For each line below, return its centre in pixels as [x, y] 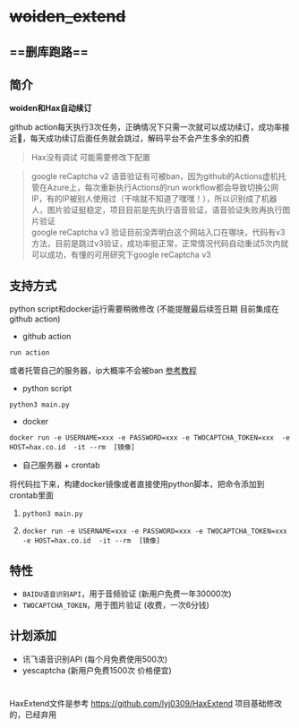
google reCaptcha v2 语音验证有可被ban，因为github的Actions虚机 [155, 176]
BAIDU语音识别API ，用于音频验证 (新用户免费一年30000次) [127, 594]
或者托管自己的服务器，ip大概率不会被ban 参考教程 [103, 371]
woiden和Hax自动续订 [51, 108]
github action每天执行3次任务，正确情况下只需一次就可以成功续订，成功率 [145, 127]
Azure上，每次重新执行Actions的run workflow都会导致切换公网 [163, 188]
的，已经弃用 [33, 715]
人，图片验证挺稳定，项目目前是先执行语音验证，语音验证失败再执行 [157, 210]
